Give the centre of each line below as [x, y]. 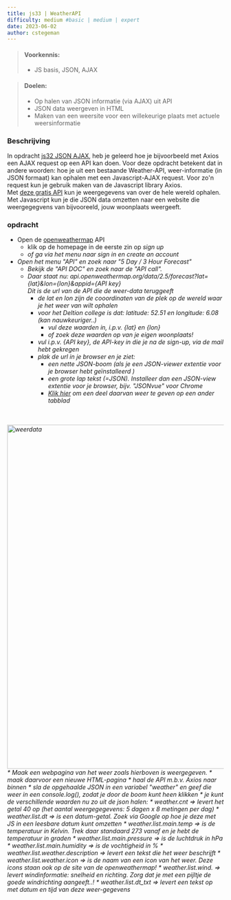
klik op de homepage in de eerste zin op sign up [96, 247]
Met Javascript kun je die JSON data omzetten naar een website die [103, 200]
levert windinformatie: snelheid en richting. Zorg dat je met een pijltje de [109, 875]
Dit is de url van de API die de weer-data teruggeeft [100, 291]
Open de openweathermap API [61, 240]
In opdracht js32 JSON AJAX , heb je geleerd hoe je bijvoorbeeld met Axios [113, 156]
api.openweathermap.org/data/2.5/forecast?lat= [139, 277]
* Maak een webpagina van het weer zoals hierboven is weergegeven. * [110, 773]
